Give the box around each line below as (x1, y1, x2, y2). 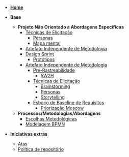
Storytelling (40, 94, 65, 100)
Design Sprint (25, 51, 55, 57)
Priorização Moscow (40, 105, 84, 111)
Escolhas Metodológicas (25, 116, 78, 121)
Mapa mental (33, 40, 61, 46)
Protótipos (33, 56, 55, 62)
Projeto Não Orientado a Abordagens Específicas (17, 24, 124, 30)
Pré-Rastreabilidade (33, 67, 75, 73)
